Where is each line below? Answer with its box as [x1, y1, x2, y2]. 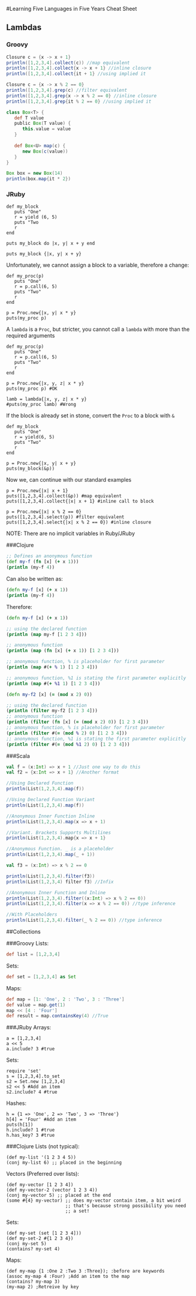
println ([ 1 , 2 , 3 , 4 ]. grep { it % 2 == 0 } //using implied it [6, 98, 152, 104]
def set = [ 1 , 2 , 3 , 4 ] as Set [6, 974, 77, 980]
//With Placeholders [6, 912, 58, 918]
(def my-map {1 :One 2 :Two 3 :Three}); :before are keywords [6, 1268, 165, 1274]
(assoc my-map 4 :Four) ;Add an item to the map [6, 1273, 130, 1280]
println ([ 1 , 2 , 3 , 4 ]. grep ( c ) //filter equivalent [6, 87, 128, 94]
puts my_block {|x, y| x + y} [6, 251, 82, 257]
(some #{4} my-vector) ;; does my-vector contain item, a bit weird [6, 1198, 181, 1204]
